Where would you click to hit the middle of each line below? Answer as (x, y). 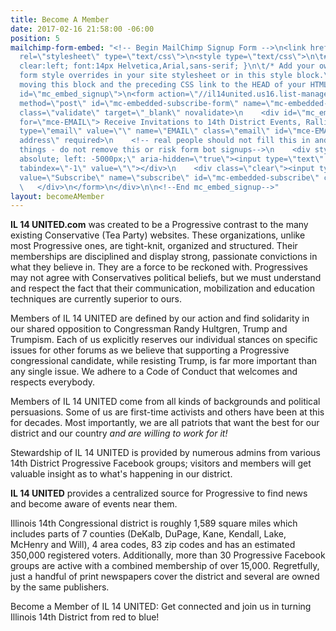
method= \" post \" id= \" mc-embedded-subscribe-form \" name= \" (147, 103)
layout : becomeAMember (57, 196)
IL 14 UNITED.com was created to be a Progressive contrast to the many (159, 225)
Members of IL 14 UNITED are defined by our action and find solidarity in (160, 318)
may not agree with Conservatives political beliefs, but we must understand (166, 278)
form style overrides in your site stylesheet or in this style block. (172, 76)
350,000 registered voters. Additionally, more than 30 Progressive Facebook (168, 555)
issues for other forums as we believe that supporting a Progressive (150, 350)
